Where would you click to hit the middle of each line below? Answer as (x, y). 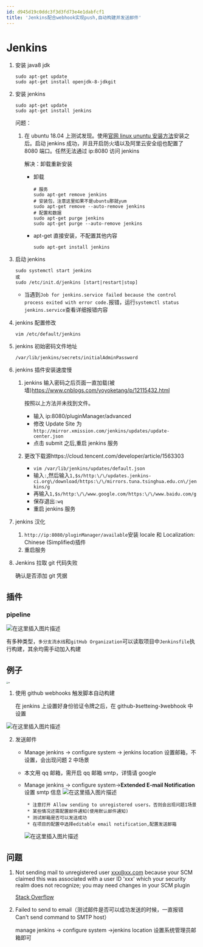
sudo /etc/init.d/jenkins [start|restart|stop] (76, 283)
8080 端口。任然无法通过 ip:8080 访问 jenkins (82, 151)
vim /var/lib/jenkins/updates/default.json (89, 469)
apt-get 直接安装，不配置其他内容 (75, 236)
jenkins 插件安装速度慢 (43, 370)
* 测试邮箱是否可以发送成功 (57, 818)
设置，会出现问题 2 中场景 (57, 760)
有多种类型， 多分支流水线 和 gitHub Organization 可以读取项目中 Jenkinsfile (98, 641)
